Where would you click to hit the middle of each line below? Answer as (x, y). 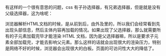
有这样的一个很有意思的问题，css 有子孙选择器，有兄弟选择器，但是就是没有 (83, 7)
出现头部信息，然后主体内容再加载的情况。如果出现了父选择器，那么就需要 (81, 30)
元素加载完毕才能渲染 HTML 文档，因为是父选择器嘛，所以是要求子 (86, 36)
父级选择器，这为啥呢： (29, 13)
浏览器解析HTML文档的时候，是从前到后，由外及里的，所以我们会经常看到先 (83, 24)
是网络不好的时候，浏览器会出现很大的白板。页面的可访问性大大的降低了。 (81, 48)
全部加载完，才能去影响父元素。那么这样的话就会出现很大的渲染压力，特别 (85, 42)
